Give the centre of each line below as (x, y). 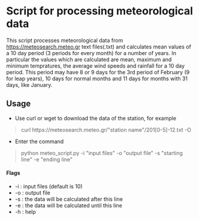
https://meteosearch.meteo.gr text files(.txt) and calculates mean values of (99, 47)
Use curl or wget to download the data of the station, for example (96, 118)
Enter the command (39, 141)
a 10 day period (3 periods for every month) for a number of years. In (91, 53)
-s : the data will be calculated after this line (69, 199)
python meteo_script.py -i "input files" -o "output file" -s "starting (102, 153)
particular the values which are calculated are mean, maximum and (89, 59)
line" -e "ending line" (47, 159)
